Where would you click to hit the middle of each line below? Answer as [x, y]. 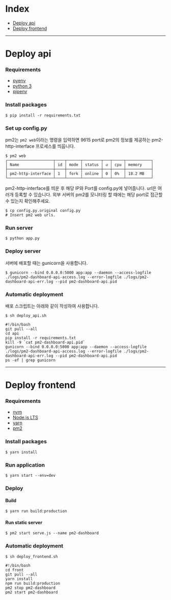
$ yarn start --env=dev [31, 475]
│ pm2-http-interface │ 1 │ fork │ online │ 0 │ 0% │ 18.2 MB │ [79, 174]
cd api [12, 333]
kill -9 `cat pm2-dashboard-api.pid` [45, 342]
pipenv [20, 92]
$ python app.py [22, 238]
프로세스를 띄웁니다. [55, 146]
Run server [19, 228]
